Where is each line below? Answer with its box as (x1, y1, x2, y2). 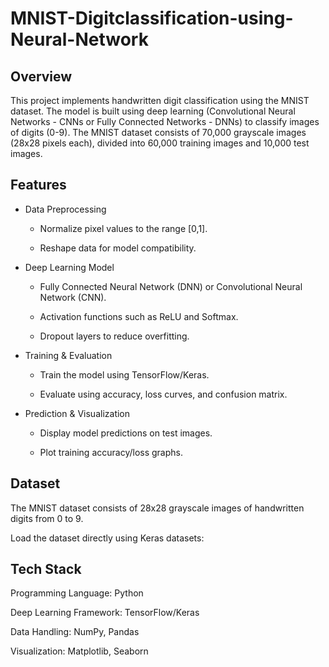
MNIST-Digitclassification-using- (10, 7, 294, 30)
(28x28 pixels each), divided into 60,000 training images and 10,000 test (10, 137, 310, 149)
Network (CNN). (39, 291, 107, 303)
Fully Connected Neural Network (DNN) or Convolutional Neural (39, 280, 303, 292)
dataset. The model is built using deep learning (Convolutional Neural (10, 105, 296, 117)
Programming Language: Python (10, 587, 144, 599)
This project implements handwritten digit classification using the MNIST (10, 95, 310, 106)
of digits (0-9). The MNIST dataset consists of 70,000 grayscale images (10, 127, 307, 138)
